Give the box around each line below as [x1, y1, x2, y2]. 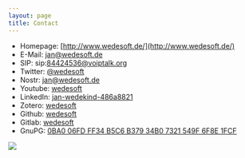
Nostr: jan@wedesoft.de [19, 75, 100, 85]
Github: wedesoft [19, 109, 77, 118]
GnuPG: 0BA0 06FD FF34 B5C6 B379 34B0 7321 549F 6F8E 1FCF [19, 125, 237, 136]
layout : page [8, 11, 52, 20]
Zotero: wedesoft [19, 101, 77, 110]
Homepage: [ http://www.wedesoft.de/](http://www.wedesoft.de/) [19, 41, 235, 50]
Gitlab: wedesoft [19, 117, 74, 127]
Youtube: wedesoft [19, 83, 82, 93]
